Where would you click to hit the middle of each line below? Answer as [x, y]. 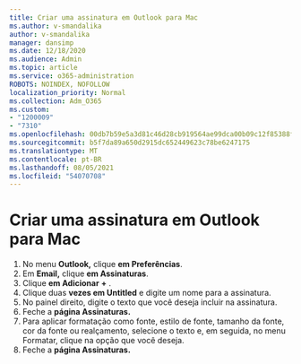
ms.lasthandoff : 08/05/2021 [62, 168]
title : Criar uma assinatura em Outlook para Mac [104, 17]
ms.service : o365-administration [72, 76]
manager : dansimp [42, 43]
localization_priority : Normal [68, 92]
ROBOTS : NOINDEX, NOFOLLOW [60, 84]
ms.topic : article [43, 68]
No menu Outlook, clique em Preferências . [102, 264]
